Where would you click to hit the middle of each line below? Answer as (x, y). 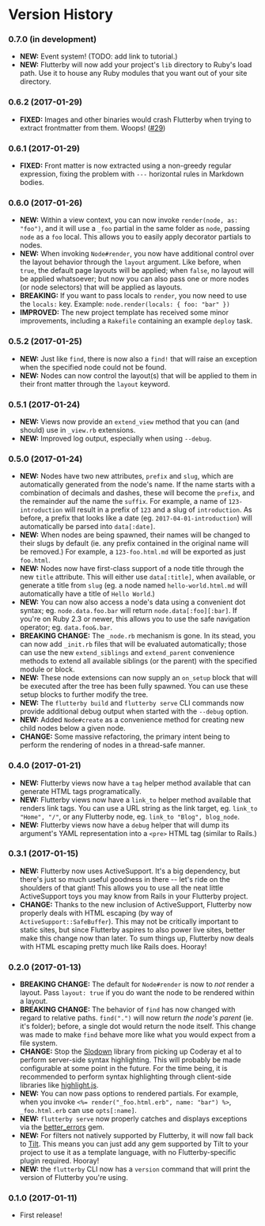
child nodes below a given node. (72, 728)
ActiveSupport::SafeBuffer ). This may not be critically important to (129, 921)
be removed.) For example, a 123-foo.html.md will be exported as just (132, 552)
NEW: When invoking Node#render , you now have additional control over (137, 254)
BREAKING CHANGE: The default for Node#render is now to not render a (137, 984)
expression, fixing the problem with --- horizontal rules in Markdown (131, 174)
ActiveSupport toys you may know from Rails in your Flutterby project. (134, 896)
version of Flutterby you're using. (74, 1178)
